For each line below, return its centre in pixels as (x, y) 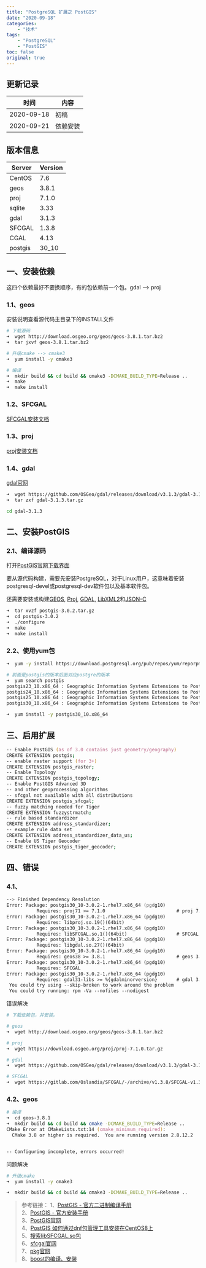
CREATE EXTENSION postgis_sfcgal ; (51, 801)
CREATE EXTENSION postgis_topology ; (53, 778)
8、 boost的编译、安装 (49, 1259)
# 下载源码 (18, 331)
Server (21, 168)
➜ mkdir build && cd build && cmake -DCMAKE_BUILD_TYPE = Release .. (96, 1124)
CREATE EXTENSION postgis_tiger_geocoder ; (61, 847)
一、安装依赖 (31, 271)
